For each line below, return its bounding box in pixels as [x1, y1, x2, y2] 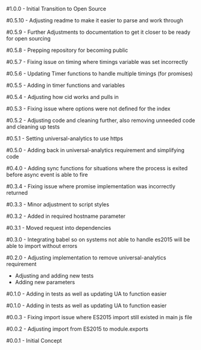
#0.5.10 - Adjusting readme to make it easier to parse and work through [6, 17, 183, 24]
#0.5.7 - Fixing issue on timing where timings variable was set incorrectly [6, 59, 188, 65]
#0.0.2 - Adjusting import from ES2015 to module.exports [6, 325, 149, 332]
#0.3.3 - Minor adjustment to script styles [6, 201, 110, 208]
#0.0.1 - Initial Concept [6, 337, 62, 344]
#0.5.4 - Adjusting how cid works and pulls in [6, 94, 119, 100]
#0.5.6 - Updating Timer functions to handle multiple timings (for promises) [6, 70, 193, 77]
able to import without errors [6, 243, 77, 249]
